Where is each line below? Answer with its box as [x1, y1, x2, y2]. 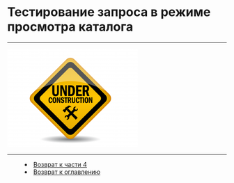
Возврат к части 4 [33, 160, 87, 168]
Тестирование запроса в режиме [7, 4, 211, 20]
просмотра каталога [7, 19, 134, 35]
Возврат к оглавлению [33, 168, 101, 176]
